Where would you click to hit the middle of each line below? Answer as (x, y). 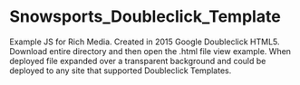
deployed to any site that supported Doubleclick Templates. (121, 71)
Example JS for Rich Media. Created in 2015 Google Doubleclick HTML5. (145, 42)
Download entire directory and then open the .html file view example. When (150, 51)
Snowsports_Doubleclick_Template (145, 17)
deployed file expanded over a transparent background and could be (138, 61)
